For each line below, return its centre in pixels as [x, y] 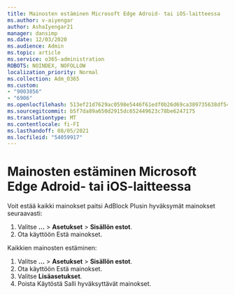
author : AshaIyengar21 [40, 27]
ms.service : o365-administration [56, 59]
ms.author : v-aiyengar [40, 20]
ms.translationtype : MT [42, 117]
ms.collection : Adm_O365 [43, 79]
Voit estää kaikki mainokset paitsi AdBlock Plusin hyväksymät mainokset [111, 206]
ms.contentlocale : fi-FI [43, 124]
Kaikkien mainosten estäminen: [52, 248]
